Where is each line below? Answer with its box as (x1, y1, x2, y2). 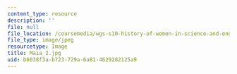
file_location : (7, 30, 52, 37)
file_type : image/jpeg (7, 37, 74, 44)
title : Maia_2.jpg (7, 50, 61, 57)
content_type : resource (7, 10, 78, 18)
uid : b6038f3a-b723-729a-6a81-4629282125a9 (7, 56, 138, 63)
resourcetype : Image (7, 43, 68, 50)
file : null (7, 23, 39, 30)
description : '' (7, 17, 55, 24)
